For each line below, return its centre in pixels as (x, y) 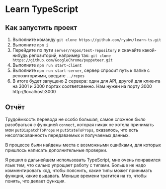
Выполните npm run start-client (47, 65)
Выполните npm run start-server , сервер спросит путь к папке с (81, 70)
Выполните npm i (30, 45)
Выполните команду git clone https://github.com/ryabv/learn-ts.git (87, 39)
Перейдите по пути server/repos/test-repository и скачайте (77, 50)
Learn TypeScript (42, 9)
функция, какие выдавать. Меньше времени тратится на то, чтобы (76, 176)
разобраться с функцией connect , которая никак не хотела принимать (80, 124)
